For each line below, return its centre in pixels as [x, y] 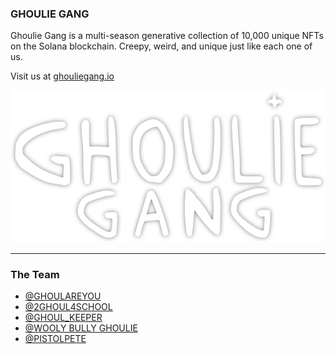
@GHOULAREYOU [63, 296]
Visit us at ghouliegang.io [62, 76]
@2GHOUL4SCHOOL [68, 307]
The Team [35, 274]
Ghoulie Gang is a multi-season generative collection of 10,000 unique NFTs [167, 36]
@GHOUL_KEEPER [63, 318]
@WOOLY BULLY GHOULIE [81, 328]
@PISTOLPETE [55, 339]
